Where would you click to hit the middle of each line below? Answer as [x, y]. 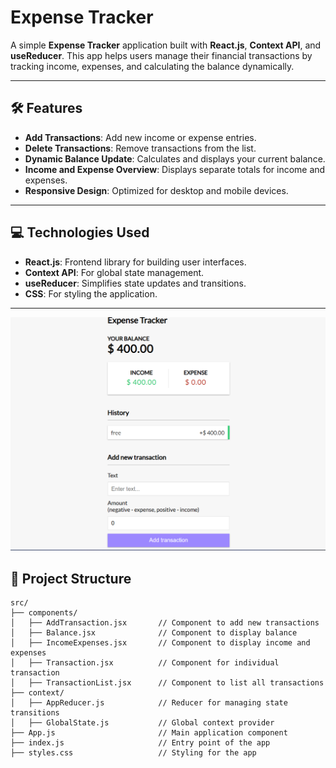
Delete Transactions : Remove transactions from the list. [140, 148]
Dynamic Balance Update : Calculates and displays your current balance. [175, 158]
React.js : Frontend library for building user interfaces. [135, 262]
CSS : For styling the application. [91, 293]
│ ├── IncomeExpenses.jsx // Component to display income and [160, 642]
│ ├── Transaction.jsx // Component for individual [145, 662]
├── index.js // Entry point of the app [140, 742]
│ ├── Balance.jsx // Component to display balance [154, 632]
